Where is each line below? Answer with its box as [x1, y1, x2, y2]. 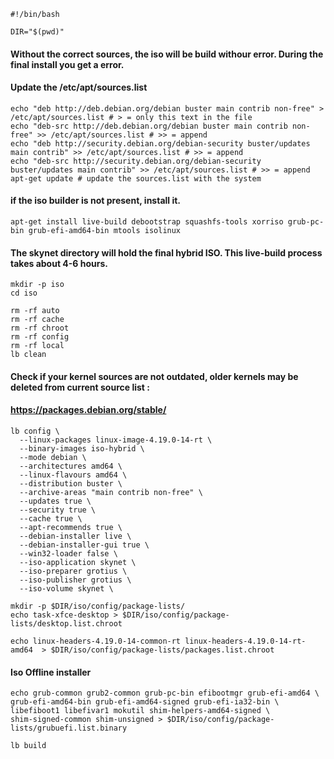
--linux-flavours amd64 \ [19, 470, 128, 480]
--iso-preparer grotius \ [19, 566, 128, 576]
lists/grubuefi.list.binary [10, 723, 128, 734]
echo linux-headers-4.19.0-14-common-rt [10, 636, 182, 646]
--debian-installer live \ [19, 531, 132, 541]
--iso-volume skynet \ [19, 584, 114, 594]
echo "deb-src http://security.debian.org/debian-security [10, 156, 262, 166]
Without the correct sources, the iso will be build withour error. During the [10, 48, 324, 60]
